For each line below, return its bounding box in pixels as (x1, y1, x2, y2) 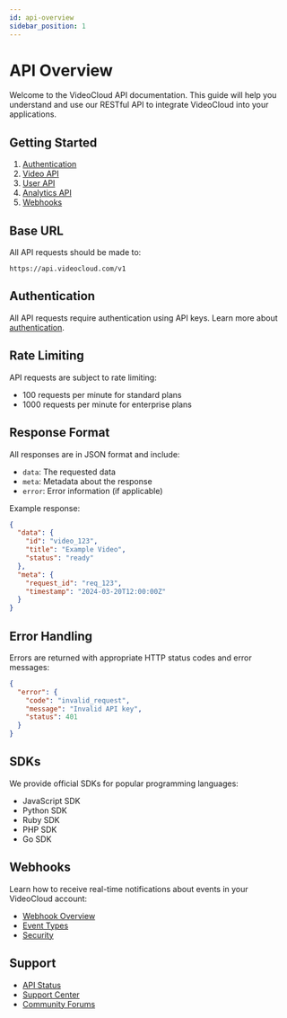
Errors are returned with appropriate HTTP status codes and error (9, 652, 253, 663)
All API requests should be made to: (9, 247, 142, 258)
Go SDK (22, 833, 52, 845)
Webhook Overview (22, 910, 96, 921)
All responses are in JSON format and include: (9, 448, 180, 459)
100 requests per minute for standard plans (22, 389, 182, 400)
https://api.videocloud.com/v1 (9, 264, 126, 274)
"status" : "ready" (25, 553, 94, 562)
